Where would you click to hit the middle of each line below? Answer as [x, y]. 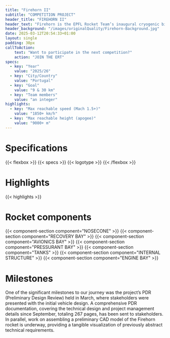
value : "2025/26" [33, 71]
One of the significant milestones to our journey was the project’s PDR [78, 292]
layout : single [21, 39]
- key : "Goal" [25, 85]
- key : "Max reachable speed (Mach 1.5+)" [55, 109]
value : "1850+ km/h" [36, 114]
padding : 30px [20, 43]
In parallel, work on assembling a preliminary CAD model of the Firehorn [80, 319]
